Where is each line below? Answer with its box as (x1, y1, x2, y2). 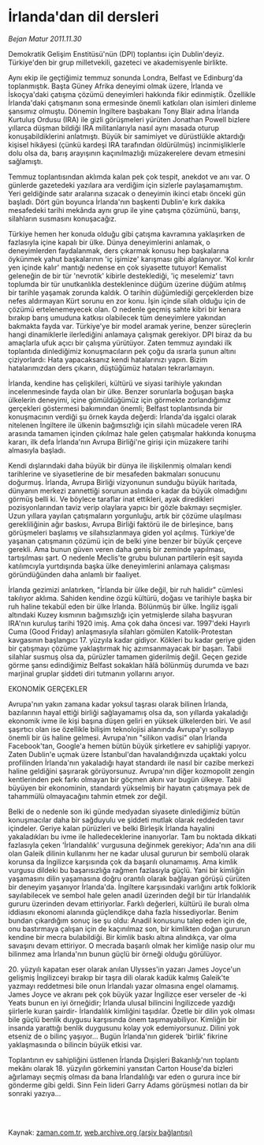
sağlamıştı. (8, 156, 43, 166)
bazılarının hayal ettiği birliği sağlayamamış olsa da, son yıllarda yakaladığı (8, 707, 248, 717)
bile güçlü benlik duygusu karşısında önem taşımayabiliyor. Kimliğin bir (8, 1014, 237, 1024)
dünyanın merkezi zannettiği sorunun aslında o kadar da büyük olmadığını (8, 486, 247, 495)
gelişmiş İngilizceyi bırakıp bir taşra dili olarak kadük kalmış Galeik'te (8, 972, 230, 982)
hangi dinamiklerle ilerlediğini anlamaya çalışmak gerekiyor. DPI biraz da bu (8, 330, 252, 339)
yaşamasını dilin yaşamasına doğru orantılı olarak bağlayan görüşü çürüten (8, 874, 251, 883)
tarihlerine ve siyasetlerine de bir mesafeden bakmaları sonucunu (8, 469, 221, 479)
